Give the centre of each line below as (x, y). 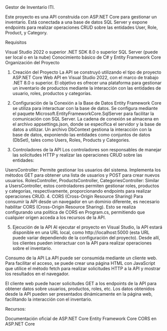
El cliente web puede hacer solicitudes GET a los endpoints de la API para (81, 283)
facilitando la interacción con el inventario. (49, 299)
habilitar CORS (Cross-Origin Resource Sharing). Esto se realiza (71, 207)
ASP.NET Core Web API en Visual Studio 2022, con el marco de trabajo (85, 77)
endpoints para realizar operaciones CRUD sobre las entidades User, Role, (82, 27)
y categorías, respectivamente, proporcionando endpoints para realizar (78, 191)
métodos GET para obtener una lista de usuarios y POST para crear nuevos (83, 175)
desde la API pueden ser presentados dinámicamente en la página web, (79, 294)
